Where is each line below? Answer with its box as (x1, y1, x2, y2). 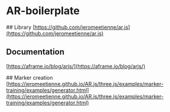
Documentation (6, 47, 65, 57)
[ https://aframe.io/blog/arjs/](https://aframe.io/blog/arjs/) (6, 62, 146, 70)
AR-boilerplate (6, 4, 80, 18)
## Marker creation (6, 74, 53, 81)
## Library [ (6, 24, 35, 31)
